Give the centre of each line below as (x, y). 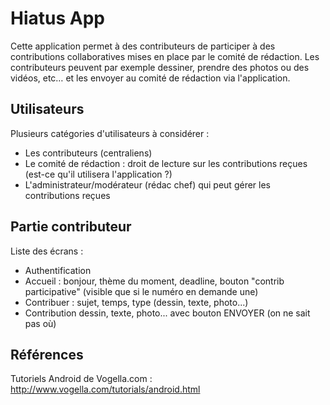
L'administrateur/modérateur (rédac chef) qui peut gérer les (147, 184)
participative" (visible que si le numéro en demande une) (141, 291)
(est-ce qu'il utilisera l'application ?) (98, 174)
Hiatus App (57, 18)
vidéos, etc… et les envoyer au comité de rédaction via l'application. (150, 78)
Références (47, 354)
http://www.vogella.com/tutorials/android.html (105, 389)
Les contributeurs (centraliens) (88, 153)
